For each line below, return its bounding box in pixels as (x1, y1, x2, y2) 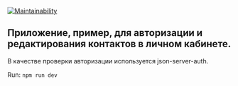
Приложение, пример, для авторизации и (7, 27, 203, 39)
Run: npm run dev (7, 70, 58, 79)
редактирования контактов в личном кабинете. (7, 38, 232, 50)
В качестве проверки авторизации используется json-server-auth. (7, 56, 209, 65)
